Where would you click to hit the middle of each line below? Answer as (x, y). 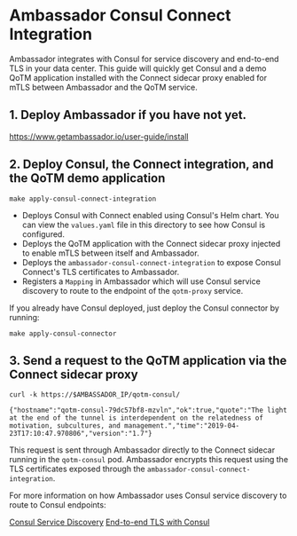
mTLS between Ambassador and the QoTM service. (103, 87)
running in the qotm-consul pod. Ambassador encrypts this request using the (149, 460)
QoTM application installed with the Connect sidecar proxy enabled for (138, 77)
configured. (43, 234)
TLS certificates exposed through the (77, 469)
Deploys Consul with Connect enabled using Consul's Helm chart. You (150, 215)
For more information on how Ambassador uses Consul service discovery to (148, 496)
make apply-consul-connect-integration (83, 199)
